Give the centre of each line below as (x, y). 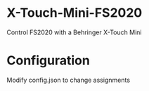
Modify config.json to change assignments (69, 80)
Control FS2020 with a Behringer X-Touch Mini (74, 32)
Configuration (48, 61)
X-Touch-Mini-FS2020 (74, 13)
